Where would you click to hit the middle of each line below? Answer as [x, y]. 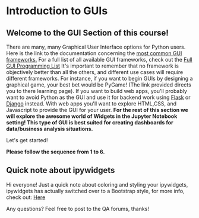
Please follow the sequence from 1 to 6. [56, 152]
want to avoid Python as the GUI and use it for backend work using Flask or [98, 97]
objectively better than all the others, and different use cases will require [95, 72]
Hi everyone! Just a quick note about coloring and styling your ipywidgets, [97, 184]
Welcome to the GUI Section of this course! [88, 33]
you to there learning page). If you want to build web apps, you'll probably [97, 91]
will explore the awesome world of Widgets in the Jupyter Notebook [92, 116]
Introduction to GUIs [57, 11]
